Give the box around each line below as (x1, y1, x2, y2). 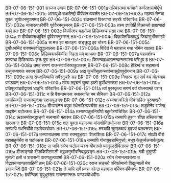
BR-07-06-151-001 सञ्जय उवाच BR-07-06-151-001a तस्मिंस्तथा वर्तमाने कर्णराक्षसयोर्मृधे (5, 5, 162, 11)
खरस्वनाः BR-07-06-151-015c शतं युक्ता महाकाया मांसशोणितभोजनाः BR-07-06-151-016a (5, 120, 164, 126)
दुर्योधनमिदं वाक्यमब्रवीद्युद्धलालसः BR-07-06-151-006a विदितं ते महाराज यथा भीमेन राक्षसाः (5, 45, 155, 51)
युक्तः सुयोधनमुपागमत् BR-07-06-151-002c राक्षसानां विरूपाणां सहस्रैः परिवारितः (5, 16, 138, 22)
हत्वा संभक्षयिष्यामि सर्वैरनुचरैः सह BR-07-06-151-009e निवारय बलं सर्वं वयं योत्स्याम (26, 74, 166, 80)
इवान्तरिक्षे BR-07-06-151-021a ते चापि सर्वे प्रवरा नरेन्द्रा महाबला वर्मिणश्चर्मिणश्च (5, 166, 138, 172)
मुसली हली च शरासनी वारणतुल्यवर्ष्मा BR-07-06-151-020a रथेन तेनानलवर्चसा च (5, 154, 140, 161)
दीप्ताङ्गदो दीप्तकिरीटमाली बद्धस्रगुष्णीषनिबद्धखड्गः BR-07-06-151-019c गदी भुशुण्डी (16, 149, 157, 154)
